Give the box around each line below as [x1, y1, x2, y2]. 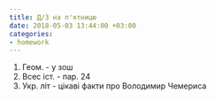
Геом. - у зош [21, 62, 73, 73]
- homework [9, 37, 50, 47]
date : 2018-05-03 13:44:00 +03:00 [9, 21, 137, 30]
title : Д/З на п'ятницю [9, 12, 97, 22]
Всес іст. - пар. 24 [21, 72, 91, 82]
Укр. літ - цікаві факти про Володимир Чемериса [21, 81, 207, 91]
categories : [9, 29, 53, 38]
